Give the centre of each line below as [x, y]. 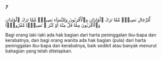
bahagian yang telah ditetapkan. [39, 51]
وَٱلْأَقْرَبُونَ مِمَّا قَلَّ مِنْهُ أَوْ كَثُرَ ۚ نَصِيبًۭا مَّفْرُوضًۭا [53, 25]
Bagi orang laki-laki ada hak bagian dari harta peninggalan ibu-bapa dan [81, 35]
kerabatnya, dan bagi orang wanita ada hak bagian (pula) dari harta [76, 40]
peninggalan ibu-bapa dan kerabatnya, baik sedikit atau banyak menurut [81, 45]
